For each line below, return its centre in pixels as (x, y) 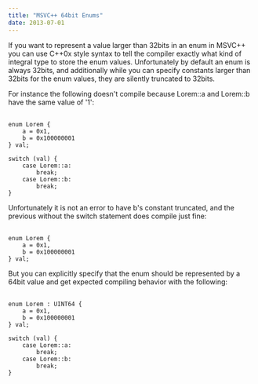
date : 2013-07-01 (36, 23)
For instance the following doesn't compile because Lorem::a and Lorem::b (129, 93)
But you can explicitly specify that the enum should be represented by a (124, 273)
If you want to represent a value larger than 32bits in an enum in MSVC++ (127, 45)
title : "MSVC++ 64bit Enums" (56, 15)
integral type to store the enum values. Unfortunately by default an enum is (129, 62)
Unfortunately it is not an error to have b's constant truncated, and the (122, 207)
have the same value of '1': (51, 102)
